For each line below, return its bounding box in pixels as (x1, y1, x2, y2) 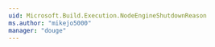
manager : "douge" (8, 26, 67, 34)
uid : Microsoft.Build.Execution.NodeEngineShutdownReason (8, 11, 207, 20)
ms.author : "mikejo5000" (8, 19, 92, 27)
